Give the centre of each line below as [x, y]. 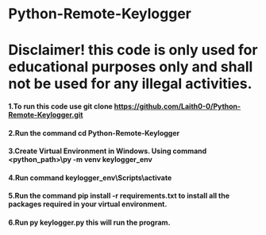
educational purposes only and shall [131, 67]
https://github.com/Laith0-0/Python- [177, 106]
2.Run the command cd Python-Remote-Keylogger [94, 133]
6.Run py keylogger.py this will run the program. [89, 222]
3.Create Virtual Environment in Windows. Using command [108, 151]
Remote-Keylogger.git [46, 114]
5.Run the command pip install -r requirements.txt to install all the [119, 196]
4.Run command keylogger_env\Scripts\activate [90, 177]
